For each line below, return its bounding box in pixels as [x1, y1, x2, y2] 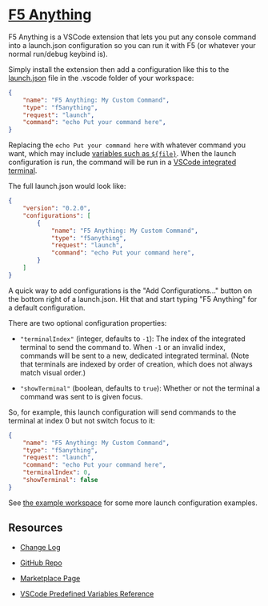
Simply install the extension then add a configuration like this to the [8, 64, 230, 74]
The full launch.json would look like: [8, 182, 126, 191]
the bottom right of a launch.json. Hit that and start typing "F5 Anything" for [8, 294, 258, 303]
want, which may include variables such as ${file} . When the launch [8, 149, 237, 159]
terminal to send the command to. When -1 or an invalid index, [19, 342, 226, 351]
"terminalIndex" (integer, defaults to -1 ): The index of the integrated [19, 334, 246, 343]
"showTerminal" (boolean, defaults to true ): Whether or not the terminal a [19, 383, 261, 393]
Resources [8, 521, 63, 535]
